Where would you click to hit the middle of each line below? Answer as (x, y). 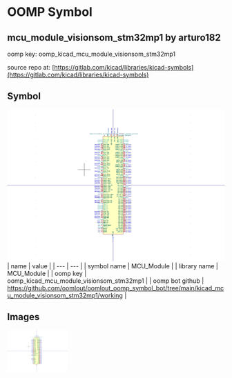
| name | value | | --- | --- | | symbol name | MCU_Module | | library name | (113, 266)
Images (23, 317)
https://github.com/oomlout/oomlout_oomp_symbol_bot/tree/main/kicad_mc (116, 288)
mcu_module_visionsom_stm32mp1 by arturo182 (114, 38)
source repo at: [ (31, 67)
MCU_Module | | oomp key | (47, 273)
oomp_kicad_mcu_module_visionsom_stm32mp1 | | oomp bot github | (106, 281)
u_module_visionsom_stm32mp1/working (65, 295)
